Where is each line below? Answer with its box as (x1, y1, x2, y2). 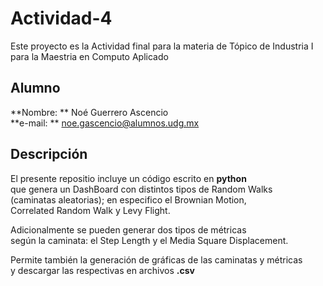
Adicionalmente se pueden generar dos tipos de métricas (10, 223, 247, 236)
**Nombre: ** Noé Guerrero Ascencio (10, 106, 169, 118)
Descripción (10, 146, 88, 163)
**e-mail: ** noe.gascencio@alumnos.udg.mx (10, 117, 200, 129)
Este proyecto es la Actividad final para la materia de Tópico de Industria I (10, 40, 314, 52)
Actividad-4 (10, 7, 113, 30)
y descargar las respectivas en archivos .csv (10, 264, 195, 276)
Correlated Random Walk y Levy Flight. (10, 204, 171, 216)
